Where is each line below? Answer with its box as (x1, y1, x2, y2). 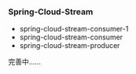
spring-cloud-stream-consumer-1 (19, 24, 129, 34)
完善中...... (8, 57, 42, 67)
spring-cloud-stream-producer (19, 41, 120, 50)
